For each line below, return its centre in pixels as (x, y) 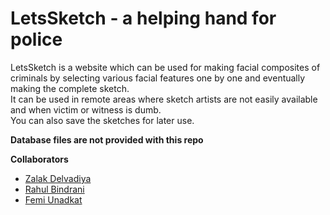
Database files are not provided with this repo (107, 139)
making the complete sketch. (70, 88)
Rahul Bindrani (54, 189)
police (36, 39)
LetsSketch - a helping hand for (143, 18)
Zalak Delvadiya (58, 178)
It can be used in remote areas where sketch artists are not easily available (164, 99)
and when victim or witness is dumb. (86, 109)
